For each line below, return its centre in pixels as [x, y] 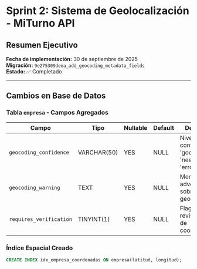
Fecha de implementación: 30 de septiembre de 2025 [72, 59]
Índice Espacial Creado [40, 248]
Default [164, 127]
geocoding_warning [35, 187]
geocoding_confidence [39, 152]
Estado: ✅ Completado [34, 71]
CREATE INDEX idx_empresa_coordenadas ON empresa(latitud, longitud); [94, 260]
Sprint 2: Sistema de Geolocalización [98, 11]
